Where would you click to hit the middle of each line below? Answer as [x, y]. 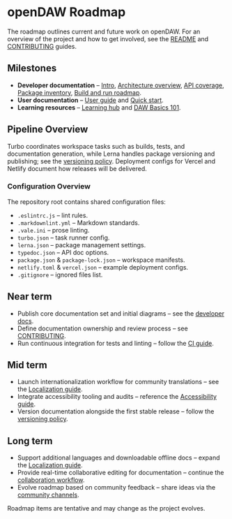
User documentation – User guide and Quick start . [90, 100]
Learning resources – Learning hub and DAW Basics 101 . [99, 107]
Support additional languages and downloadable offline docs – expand [119, 458]
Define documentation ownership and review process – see [102, 328]
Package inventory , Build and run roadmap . [79, 92]
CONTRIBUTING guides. [42, 46]
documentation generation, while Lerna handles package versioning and [111, 154]
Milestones [32, 68]
